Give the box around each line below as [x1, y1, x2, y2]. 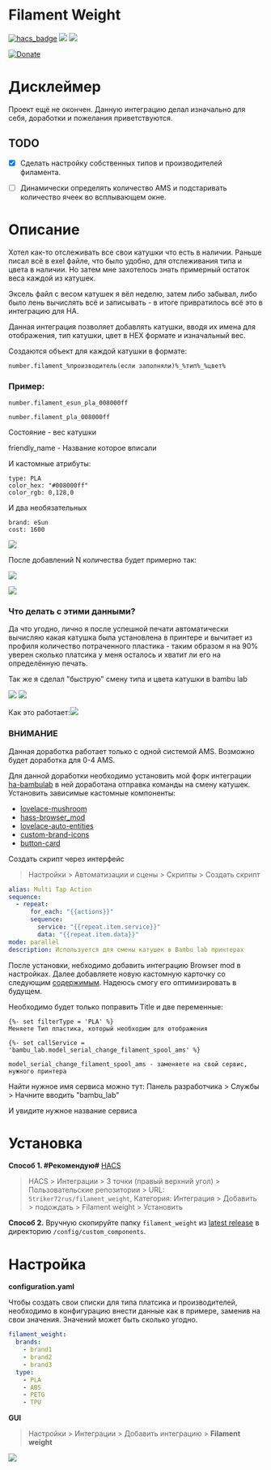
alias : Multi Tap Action [8, 885, 92, 894]
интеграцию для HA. [8, 306, 79, 315]
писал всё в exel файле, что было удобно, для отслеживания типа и [8, 255, 243, 265]
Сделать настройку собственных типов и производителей [19, 158, 222, 168]
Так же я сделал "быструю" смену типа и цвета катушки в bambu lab [8, 675, 248, 684]
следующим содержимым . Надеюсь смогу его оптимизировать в [8, 977, 237, 987]
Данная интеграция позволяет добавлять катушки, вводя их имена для [8, 322, 256, 332]
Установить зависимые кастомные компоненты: [8, 788, 176, 798]
